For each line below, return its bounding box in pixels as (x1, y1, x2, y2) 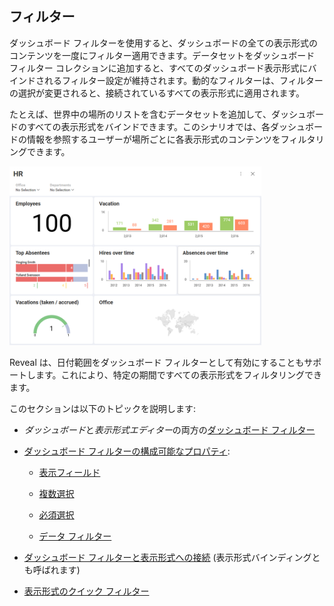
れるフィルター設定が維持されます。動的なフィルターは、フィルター (43, 74, 324, 86)
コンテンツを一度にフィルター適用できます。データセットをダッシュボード (9, 49, 316, 61)
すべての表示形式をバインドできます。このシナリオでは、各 (26, 120, 271, 132)
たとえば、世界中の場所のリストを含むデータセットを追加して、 (9, 108, 272, 120)
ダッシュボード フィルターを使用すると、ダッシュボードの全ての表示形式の (9, 37, 319, 49)
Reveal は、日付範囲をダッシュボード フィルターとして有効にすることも (9, 356, 305, 368)
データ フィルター (38, 530, 112, 542)
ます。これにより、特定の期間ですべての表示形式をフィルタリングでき (35, 368, 322, 381)
